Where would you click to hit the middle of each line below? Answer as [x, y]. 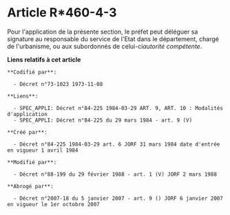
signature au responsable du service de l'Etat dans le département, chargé [113, 38]
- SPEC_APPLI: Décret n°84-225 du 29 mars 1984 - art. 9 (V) [103, 120]
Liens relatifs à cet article [44, 59]
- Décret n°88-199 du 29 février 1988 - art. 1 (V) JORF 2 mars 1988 [115, 174]
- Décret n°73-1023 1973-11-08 [58, 84]
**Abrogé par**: [30, 186]
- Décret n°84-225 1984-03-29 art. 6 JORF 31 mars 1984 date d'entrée [117, 144]
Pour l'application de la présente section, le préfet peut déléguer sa [103, 32]
